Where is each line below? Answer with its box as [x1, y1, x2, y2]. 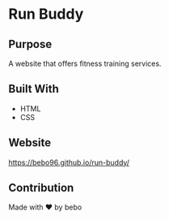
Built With [8, 82, 59, 96]
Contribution [8, 181, 74, 195]
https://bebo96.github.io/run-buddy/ [8, 157, 130, 167]
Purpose [8, 37, 53, 51]
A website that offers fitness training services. [8, 58, 162, 68]
